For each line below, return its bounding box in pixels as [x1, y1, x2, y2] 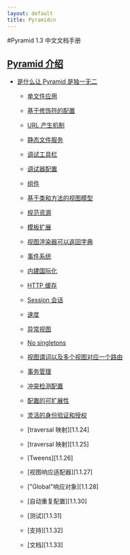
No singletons [27, 338, 67, 347]
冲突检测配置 [27, 382, 63, 391]
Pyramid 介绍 [7, 58, 63, 69]
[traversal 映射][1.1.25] [27, 440, 90, 449]
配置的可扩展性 [27, 397, 69, 405]
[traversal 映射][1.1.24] [27, 425, 90, 434]
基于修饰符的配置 [27, 107, 76, 115]
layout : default [7, 10, 53, 17]
